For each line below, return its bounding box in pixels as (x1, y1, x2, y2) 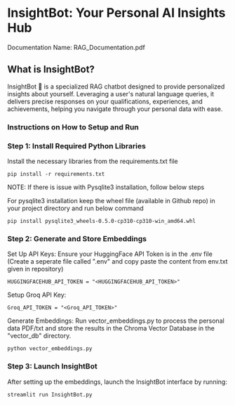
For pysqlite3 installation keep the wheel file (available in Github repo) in (7, 196, 215, 205)
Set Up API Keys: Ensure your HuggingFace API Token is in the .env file (7, 250, 213, 258)
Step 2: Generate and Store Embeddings (7, 233, 147, 243)
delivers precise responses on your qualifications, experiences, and (7, 97, 203, 105)
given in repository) (7, 265, 64, 274)
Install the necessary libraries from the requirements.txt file (7, 157, 179, 165)
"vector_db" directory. (7, 332, 72, 340)
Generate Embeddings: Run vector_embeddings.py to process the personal (7, 316, 224, 325)
